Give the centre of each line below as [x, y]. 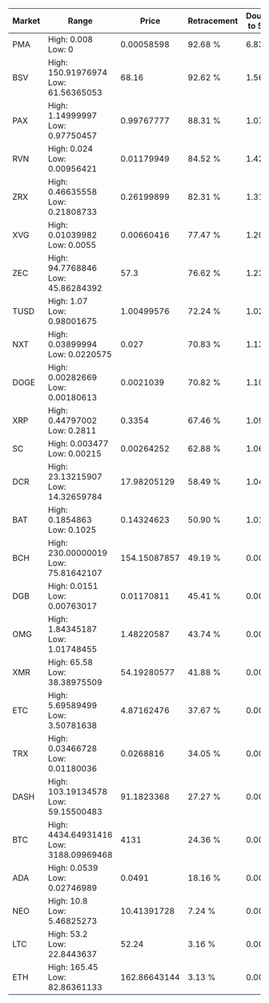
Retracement [213, 21]
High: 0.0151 [73, 586]
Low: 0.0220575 [80, 354]
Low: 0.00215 [74, 454]
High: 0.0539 [73, 868]
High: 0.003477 [78, 443]
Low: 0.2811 [72, 430]
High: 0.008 [70, 39]
